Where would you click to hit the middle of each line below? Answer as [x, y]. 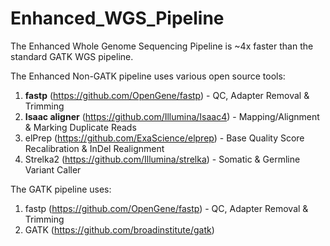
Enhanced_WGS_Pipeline [117, 18]
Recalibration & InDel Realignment [94, 148]
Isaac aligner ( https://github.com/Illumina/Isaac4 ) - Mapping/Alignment [172, 116]
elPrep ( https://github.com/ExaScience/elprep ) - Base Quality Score [164, 138]
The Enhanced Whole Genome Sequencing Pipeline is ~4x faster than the [162, 46]
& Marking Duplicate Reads [80, 127]
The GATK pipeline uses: [61, 189]
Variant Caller [53, 169]
